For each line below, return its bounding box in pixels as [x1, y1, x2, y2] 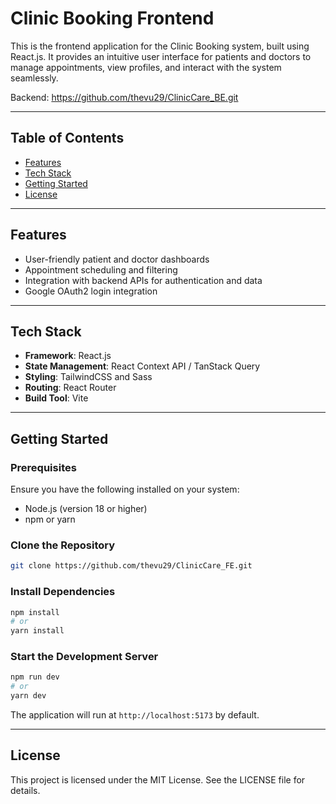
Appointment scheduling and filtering [24, 263, 178, 276]
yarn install [10, 626, 65, 636]
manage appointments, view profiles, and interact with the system [10, 61, 282, 73]
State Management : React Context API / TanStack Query [24, 360, 261, 372]
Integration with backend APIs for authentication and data [24, 274, 263, 286]
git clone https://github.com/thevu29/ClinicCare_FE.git [10, 561, 253, 571]
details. [10, 784, 41, 796]
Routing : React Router [24, 382, 117, 394]
